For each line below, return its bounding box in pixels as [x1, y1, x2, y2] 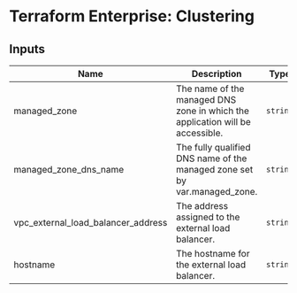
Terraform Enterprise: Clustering [9, 6, 255, 27]
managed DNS [175, 94, 237, 105]
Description [191, 68, 242, 80]
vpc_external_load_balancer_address [13, 217, 168, 228]
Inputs [9, 42, 46, 57]
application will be [175, 116, 252, 127]
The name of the [175, 82, 245, 95]
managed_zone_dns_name [13, 164, 125, 175]
